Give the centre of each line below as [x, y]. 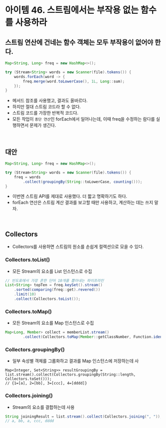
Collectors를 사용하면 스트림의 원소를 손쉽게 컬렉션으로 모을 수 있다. [78, 247]
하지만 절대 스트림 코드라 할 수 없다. [46, 107]
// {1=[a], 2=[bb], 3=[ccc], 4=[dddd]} [46, 384]
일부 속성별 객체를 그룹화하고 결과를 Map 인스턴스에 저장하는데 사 [76, 361]
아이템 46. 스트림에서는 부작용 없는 [72, 10]
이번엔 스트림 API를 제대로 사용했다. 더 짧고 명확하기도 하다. [70, 196]
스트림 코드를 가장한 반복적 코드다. [45, 113]
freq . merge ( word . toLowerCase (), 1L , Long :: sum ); [74, 81]
